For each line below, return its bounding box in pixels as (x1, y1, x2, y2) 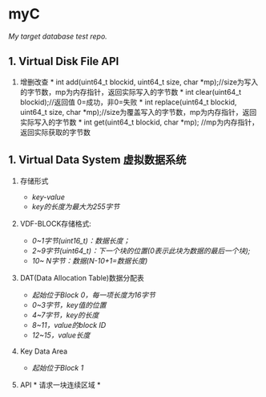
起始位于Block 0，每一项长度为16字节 (31, 290, 156, 300)
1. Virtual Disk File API (8, 55, 119, 68)
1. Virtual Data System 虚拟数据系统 (8, 153, 187, 167)
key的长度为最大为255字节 (31, 202, 120, 211)
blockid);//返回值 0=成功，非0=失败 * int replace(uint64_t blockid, (19, 97, 237, 107)
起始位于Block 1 (31, 362, 84, 372)
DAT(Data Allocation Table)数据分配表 (19, 272, 144, 282)
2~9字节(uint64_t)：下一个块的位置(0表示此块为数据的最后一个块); (31, 246, 251, 256)
